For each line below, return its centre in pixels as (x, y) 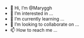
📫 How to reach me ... (34, 30)
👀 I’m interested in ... (32, 13)
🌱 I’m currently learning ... (37, 19)
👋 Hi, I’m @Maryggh (31, 8)
